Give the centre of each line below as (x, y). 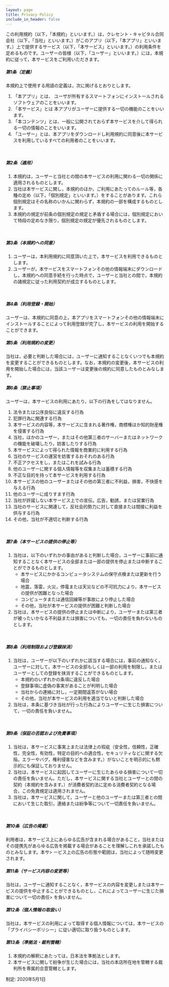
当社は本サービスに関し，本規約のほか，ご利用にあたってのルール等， (86, 189)
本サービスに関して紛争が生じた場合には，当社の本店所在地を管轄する (86, 962)
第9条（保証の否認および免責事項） (43, 733)
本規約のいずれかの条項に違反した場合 (60, 679)
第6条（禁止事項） (25, 388)
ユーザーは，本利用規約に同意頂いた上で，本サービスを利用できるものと (88, 256)
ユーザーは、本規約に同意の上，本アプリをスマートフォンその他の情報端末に (85, 318)
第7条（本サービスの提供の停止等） (43, 541)
